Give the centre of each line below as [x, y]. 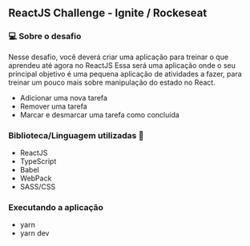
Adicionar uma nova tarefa [64, 97]
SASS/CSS [38, 186]
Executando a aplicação [56, 207]
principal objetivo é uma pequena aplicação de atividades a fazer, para [125, 73]
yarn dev [34, 233]
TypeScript [38, 161]
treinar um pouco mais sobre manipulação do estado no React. [112, 82]
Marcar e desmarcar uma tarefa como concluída [100, 114]
